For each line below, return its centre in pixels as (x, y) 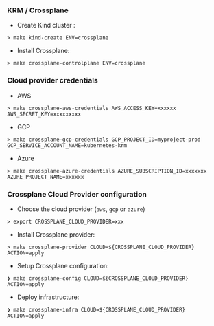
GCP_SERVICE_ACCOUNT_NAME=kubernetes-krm (67, 145)
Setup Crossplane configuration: (63, 265)
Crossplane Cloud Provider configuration (77, 194)
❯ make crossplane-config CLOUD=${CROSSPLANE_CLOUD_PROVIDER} (98, 278)
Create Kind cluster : (46, 25)
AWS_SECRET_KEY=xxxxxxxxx (44, 114)
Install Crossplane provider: (56, 234)
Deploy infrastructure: (48, 297)
